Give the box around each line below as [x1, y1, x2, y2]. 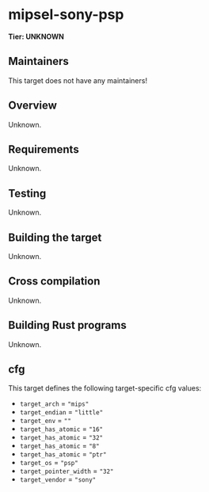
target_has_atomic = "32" [19, 433, 104, 442]
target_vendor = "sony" [19, 475, 97, 484]
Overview [8, 99, 58, 113]
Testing [8, 186, 47, 200]
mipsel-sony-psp [8, 6, 124, 24]
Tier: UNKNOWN [8, 32, 65, 41]
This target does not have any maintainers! [8, 75, 148, 85]
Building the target [8, 231, 102, 244]
